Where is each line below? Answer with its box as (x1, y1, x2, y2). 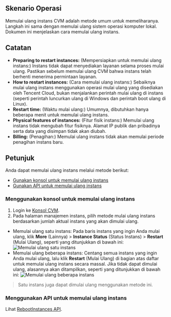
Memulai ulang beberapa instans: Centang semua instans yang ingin (12, 250, 157, 256)
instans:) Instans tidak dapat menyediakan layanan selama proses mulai (12, 63, 164, 69)
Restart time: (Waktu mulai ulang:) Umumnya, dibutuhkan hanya (12, 106, 149, 112)
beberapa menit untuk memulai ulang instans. (12, 111, 109, 117)
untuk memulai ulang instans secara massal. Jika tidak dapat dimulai (12, 261, 158, 267)
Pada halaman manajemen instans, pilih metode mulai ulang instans (12, 212, 155, 219)
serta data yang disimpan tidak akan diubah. (12, 128, 106, 134)
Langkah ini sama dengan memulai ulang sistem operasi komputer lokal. (5, 23, 157, 29)
